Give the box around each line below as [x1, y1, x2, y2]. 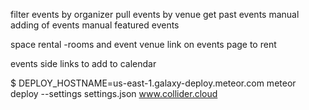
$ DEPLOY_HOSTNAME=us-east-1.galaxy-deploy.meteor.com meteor [10, 77, 297, 89]
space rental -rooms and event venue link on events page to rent [10, 39, 277, 50]
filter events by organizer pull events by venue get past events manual [10, 9, 300, 20]
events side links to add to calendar [10, 58, 157, 69]
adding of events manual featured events [10, 19, 180, 31]
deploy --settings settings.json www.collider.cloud [10, 88, 218, 99]
